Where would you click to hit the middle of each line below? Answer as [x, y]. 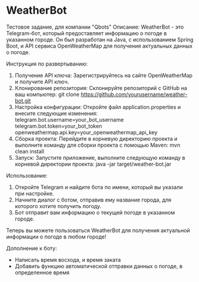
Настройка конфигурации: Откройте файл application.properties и [98, 107]
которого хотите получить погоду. [58, 206]
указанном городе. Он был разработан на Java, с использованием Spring [100, 39]
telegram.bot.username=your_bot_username [69, 119]
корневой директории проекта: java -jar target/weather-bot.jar [93, 164]
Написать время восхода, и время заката [68, 259]
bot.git [23, 100]
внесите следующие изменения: [56, 113]
